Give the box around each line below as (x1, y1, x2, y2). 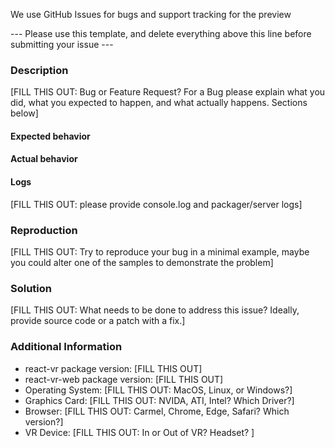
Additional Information (10, 340, 123, 354)
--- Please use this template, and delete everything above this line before (10, 28, 312, 39)
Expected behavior (10, 130, 91, 142)
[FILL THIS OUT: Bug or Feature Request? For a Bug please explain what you (10, 86, 326, 98)
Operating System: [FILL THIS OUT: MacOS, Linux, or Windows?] (24, 384, 293, 396)
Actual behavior (10, 153, 78, 165)
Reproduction (10, 223, 78, 237)
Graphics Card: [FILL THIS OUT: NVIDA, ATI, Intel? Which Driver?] (24, 394, 295, 406)
